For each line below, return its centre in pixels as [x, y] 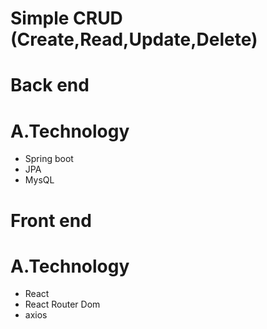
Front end [51, 220]
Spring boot [49, 159]
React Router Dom [62, 304]
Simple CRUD [66, 18]
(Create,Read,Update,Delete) [134, 39]
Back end [50, 85]
